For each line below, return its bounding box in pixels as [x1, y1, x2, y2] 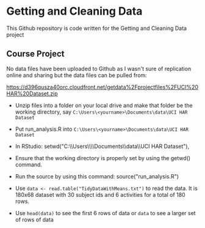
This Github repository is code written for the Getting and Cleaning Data [6, 24, 187, 32]
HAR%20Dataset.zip [6, 90, 58, 97]
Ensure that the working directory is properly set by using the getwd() [15, 154, 191, 161]
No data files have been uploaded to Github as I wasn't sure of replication [6, 65, 192, 72]
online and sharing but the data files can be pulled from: [6, 72, 148, 79]
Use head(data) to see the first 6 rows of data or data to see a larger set [15, 209, 196, 216]
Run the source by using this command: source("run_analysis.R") [15, 172, 179, 180]
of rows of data [15, 216, 54, 223]
